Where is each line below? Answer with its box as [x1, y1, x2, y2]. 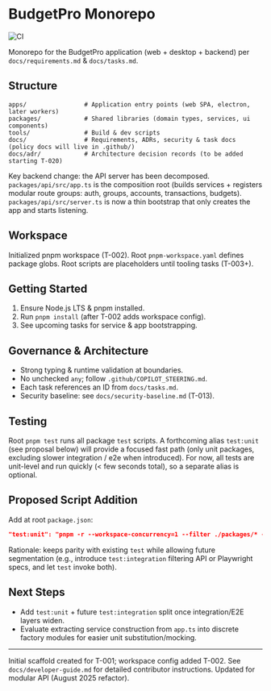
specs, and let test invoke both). [8, 562, 117, 572]
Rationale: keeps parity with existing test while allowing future [8, 545, 216, 555]
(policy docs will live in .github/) [8, 143, 135, 151]
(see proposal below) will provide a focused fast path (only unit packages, [8, 444, 255, 454]
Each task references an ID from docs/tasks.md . [19, 382, 179, 392]
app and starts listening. [8, 205, 89, 214]
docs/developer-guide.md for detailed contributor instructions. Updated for [8, 664, 256, 674]
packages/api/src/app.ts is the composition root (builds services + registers [8, 179, 263, 189]
